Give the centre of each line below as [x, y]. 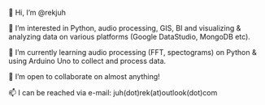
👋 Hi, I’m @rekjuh [37, 13]
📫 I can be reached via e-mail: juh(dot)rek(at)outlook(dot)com [113, 92]
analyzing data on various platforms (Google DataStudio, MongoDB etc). [129, 37]
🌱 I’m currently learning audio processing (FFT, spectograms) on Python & [133, 52]
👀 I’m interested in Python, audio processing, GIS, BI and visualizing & [125, 28]
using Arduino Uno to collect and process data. [87, 61]
